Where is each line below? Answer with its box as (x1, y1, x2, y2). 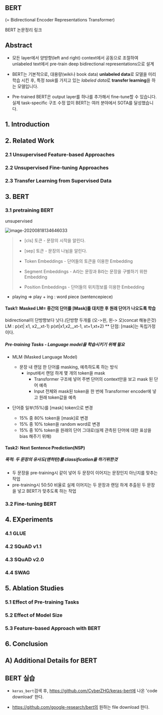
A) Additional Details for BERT (5, 656, 97, 664)
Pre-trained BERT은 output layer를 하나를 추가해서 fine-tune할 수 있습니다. (12, 93, 157, 99)
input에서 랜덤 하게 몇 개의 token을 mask (26, 370, 106, 376)
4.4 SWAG (5, 569, 30, 576)
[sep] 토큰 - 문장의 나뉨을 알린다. (24, 248, 88, 253)
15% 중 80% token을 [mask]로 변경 (19, 415, 89, 421)
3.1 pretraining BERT (5, 207, 54, 214)
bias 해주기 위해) (19, 433, 52, 439)
